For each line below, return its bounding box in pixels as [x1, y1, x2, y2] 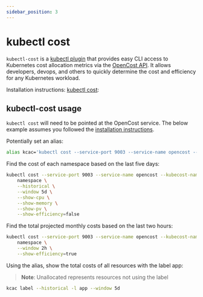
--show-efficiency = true [17, 250, 77, 257]
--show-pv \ [17, 206, 47, 212]
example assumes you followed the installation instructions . [6, 126, 155, 133]
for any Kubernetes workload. [6, 74, 80, 82]
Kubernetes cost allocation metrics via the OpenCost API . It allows [6, 61, 171, 68]
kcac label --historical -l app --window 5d [6, 285, 120, 291]
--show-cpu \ [17, 194, 50, 200]
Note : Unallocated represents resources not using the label [21, 273, 169, 281]
